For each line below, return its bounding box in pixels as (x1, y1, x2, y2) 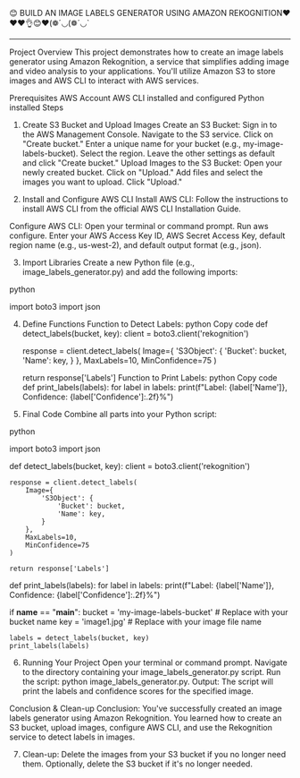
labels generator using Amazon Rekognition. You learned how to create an (9, 713, 282, 723)
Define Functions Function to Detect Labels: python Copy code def (21, 319, 269, 329)
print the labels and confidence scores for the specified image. (21, 686, 254, 697)
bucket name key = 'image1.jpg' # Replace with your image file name (9, 617, 262, 627)
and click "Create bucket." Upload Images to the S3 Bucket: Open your (21, 158, 283, 168)
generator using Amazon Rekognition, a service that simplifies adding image (9, 56, 290, 66)
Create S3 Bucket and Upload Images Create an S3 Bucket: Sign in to (21, 120, 278, 130)
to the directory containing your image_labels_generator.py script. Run (21, 667, 281, 677)
